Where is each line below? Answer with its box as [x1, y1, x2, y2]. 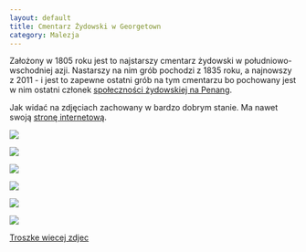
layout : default [9, 13, 71, 23]
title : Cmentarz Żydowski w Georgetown [9, 22, 162, 31]
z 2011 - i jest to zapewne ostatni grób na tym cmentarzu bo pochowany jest [9, 75, 297, 86]
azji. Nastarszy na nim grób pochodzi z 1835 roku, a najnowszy [54, 65, 292, 76]
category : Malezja [9, 30, 79, 39]
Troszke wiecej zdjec [9, 232, 90, 243]
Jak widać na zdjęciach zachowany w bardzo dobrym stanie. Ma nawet [9, 102, 279, 113]
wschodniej [9, 65, 53, 76]
